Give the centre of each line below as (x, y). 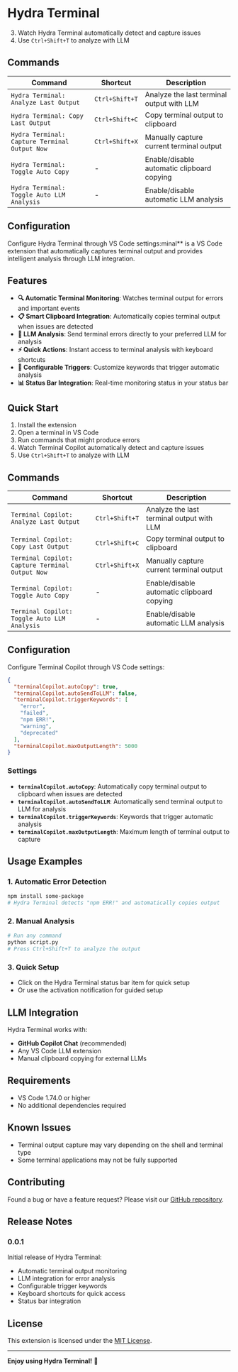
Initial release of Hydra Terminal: (55, 1257)
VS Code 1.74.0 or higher (54, 1097)
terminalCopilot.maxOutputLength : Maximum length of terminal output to (124, 831)
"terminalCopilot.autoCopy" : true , (66, 686)
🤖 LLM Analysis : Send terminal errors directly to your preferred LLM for (122, 334)
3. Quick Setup (33, 967)
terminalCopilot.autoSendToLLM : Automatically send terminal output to (120, 801)
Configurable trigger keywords (62, 1286)
